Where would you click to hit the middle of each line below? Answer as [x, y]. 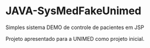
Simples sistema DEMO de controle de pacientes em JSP [75, 27]
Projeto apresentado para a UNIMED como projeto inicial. [75, 39]
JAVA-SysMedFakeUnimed [74, 11]
